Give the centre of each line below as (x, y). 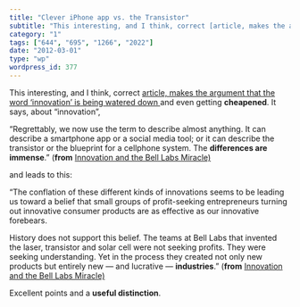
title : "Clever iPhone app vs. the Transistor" (100, 17)
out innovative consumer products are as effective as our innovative (134, 211)
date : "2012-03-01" (46, 51)
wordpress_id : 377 (43, 68)
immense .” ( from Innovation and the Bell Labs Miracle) (110, 157)
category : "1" (36, 34)
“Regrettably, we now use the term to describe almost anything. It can (137, 129)
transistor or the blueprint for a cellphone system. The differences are (138, 147)
